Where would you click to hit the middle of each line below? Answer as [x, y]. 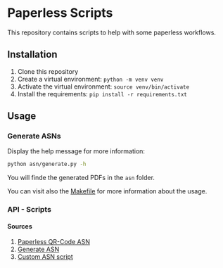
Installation [32, 55]
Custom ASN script [45, 257]
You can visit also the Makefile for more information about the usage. [107, 191]
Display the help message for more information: [76, 151]
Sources [20, 226]
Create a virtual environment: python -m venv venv [90, 79]
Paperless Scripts [60, 13]
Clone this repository [48, 71]
